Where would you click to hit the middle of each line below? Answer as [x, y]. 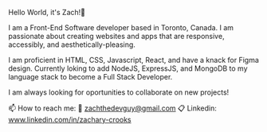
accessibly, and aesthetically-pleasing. [72, 45]
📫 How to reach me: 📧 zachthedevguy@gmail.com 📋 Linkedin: [113, 108]
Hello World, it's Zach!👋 [47, 12]
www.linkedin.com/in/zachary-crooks [70, 120]
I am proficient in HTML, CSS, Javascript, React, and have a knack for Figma [133, 60]
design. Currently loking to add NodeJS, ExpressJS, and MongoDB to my [128, 68]
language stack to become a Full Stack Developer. [90, 77]
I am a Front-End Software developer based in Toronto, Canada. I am [121, 27]
